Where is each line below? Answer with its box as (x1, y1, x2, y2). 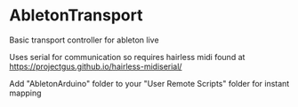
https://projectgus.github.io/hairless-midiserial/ (9, 61, 182, 72)
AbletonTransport (9, 5, 143, 26)
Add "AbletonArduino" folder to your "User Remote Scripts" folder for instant (9, 78, 290, 88)
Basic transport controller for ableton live (9, 34, 159, 45)
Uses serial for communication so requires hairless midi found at (9, 51, 246, 62)
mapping (9, 88, 42, 98)
